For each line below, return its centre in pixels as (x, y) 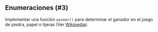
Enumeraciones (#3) (37, 8)
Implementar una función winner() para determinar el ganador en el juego (79, 19)
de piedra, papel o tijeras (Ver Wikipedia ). (47, 24)
